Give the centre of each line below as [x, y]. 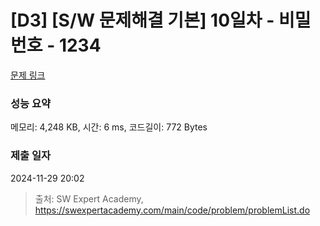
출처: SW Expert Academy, [89, 198]
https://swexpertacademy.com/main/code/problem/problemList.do [172, 210]
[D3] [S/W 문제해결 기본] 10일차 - [142, 20]
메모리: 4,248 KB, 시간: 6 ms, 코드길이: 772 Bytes [109, 127]
